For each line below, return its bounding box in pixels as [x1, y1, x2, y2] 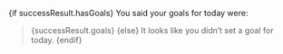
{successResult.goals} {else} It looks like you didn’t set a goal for [30, 25, 274, 35]
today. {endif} [30, 35, 83, 45]
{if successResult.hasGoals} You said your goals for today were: [8, 8, 249, 18]
